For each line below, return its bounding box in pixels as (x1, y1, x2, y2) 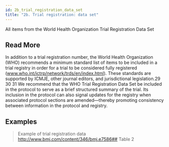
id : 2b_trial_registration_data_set (5, 7, 83, 13)
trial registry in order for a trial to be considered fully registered (5, 65, 138, 71)
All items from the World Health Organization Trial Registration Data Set (5, 26, 154, 32)
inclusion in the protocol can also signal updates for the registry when (5, 92, 151, 98)
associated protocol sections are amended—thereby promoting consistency (5, 97, 164, 103)
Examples (5, 117, 37, 126)
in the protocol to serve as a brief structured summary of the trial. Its (5, 87, 149, 93)
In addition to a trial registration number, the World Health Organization (5, 54, 153, 60)
